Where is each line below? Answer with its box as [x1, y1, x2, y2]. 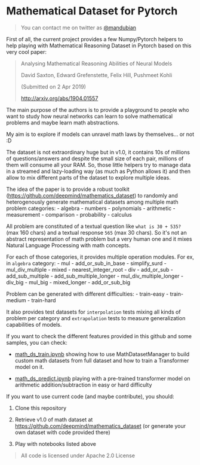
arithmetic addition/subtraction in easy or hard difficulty [14, 381, 152, 388]
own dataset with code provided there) [14, 428, 110, 436]
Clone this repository [14, 404, 67, 411]
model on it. [14, 363, 45, 370]
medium [6, 296, 26, 303]
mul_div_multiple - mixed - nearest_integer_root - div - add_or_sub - [6, 266, 174, 273]
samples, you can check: [6, 339, 67, 346]
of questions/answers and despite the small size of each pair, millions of [6, 154, 184, 162]
